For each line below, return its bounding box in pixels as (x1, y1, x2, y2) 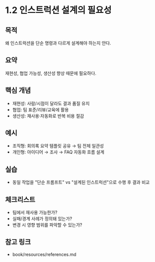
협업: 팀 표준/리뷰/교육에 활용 (12, 107, 69, 113)
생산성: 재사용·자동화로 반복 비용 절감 (12, 113, 84, 119)
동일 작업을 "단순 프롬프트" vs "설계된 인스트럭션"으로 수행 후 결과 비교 (12, 179, 150, 185)
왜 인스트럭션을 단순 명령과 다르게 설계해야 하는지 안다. (5, 40, 111, 46)
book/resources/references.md (12, 251, 77, 257)
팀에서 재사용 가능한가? (12, 210, 58, 216)
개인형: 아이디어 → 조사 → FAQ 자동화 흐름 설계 (12, 149, 105, 155)
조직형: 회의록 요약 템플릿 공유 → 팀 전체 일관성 (12, 143, 104, 149)
